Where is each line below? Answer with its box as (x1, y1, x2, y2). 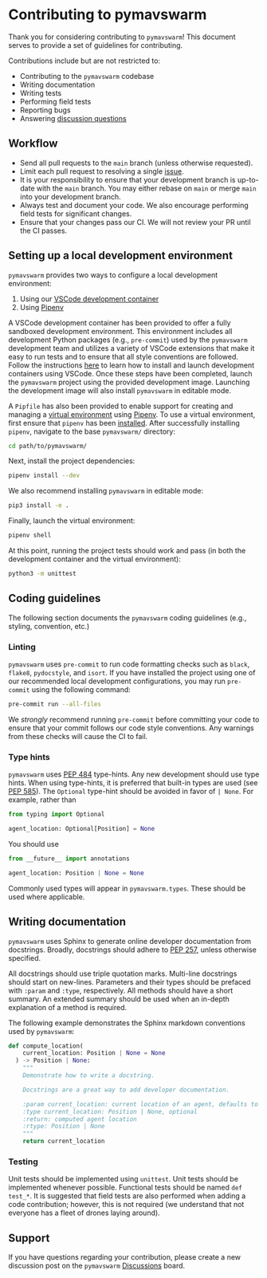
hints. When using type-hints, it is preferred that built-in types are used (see (8, 778, 258, 788)
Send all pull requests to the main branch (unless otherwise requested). (19, 158, 253, 167)
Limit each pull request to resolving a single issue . (19, 166, 185, 176)
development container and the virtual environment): (8, 554, 182, 564)
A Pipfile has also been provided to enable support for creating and (8, 401, 234, 411)
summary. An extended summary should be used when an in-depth (8, 994, 230, 1004)
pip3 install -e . (8, 501, 69, 509)
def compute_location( (8, 1042, 84, 1050)
